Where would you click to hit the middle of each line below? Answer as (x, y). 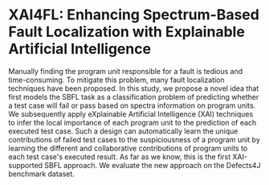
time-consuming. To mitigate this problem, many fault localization (116, 80)
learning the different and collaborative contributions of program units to (128, 148)
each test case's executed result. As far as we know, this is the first (120, 156)
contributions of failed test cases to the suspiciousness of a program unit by (134, 139)
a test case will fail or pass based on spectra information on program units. (132, 105)
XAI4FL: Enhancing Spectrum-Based (134, 15)
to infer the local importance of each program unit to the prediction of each (132, 122)
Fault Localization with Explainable (126, 32)
